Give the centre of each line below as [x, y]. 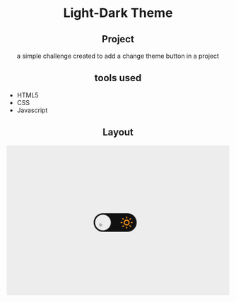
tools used [118, 78]
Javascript [32, 110]
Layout [118, 132]
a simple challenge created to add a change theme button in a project [118, 56]
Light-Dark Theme [118, 13]
